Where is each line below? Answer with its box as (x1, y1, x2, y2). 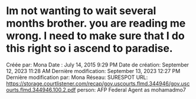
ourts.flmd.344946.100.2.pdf (6, 86, 76, 93)
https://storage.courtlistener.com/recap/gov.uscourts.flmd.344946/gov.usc (6, 80, 190, 87)
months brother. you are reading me (6, 16, 186, 30)
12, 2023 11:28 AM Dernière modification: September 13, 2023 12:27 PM (6, 67, 181, 74)
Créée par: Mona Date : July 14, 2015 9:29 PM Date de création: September (6, 61, 190, 68)
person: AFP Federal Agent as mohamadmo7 (77, 86, 186, 93)
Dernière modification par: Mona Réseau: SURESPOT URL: (6, 74, 148, 81)
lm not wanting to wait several (6, 4, 156, 18)
